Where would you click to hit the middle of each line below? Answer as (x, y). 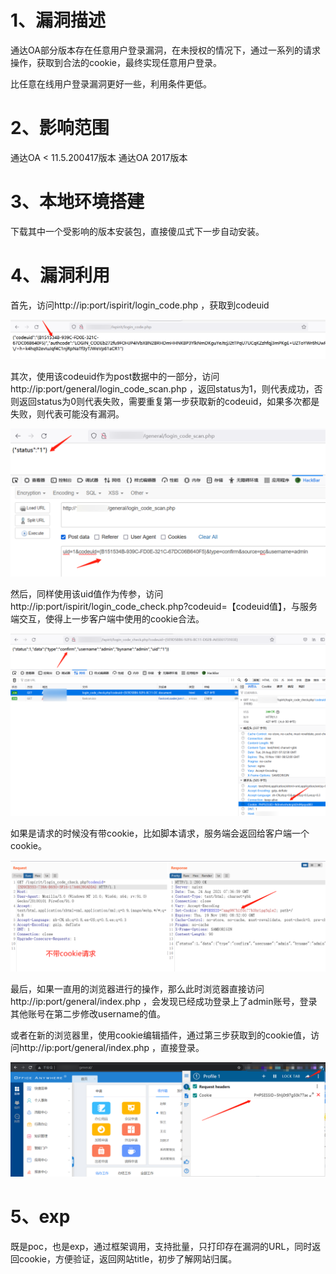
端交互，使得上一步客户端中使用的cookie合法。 (107, 619)
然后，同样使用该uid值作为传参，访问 (87, 594)
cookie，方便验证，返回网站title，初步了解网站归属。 (128, 1259)
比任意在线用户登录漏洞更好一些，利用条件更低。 (111, 83)
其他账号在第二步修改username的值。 (88, 1014)
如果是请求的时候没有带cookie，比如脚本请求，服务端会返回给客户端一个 (160, 833)
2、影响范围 (60, 128)
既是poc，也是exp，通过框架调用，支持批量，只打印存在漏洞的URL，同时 (161, 1247)
